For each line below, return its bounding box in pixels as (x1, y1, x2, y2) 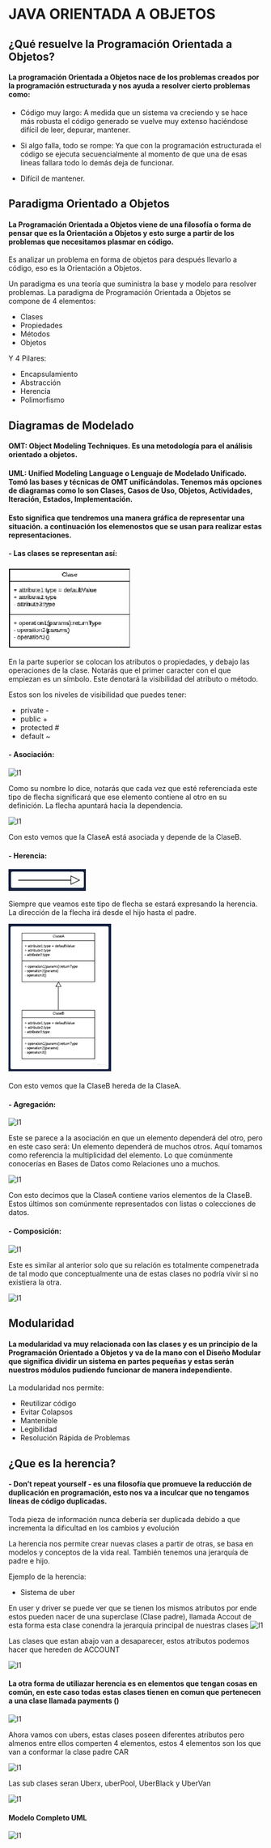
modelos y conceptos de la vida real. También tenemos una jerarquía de (8, 1547, 249, 1557)
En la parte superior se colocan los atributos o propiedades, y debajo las (8, 657, 250, 666)
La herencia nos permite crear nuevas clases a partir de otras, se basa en (8, 1538, 254, 1548)
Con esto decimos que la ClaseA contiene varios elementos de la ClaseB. (8, 1191, 252, 1200)
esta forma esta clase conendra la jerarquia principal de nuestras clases (8, 1620, 249, 1630)
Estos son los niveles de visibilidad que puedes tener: (8, 690, 188, 699)
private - (19, 705, 49, 715)
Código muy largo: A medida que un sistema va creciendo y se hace (19, 107, 248, 118)
